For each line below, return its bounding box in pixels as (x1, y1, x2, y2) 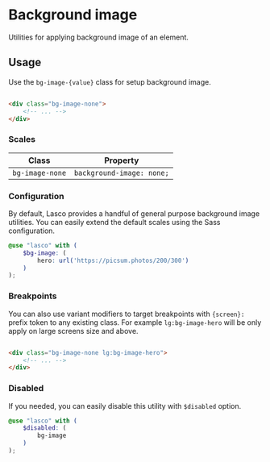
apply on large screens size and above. (8, 326, 139, 335)
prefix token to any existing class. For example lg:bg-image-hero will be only (8, 317, 262, 327)
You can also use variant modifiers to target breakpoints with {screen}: (8, 309, 245, 318)
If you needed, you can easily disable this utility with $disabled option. (8, 401, 242, 410)
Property (104, 155, 139, 166)
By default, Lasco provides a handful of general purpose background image (8, 208, 260, 219)
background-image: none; (73, 168, 169, 177)
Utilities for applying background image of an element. (8, 32, 189, 42)
